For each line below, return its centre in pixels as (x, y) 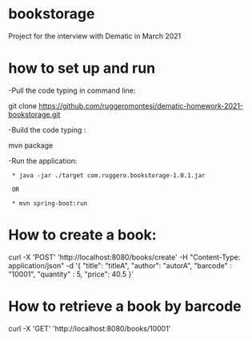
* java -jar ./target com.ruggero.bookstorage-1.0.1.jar (108, 175)
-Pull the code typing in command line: (72, 90)
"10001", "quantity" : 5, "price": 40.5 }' (71, 274)
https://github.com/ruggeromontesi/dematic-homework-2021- (141, 105)
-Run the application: (43, 161)
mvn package (31, 145)
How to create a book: (83, 235)
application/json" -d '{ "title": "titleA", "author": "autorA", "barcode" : (120, 265)
